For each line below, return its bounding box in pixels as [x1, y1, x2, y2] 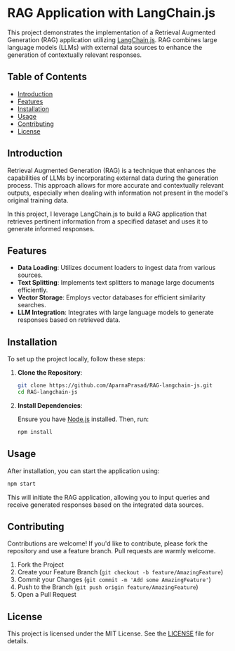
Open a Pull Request [17, 591, 77, 599]
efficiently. [17, 286, 48, 295]
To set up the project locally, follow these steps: [7, 355, 146, 363]
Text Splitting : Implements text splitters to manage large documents [17, 278, 215, 287]
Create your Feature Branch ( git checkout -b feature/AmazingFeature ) [17, 568, 224, 576]
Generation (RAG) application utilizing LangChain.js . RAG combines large [7, 35, 217, 44]
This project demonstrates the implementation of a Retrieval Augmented [7, 28, 216, 37]
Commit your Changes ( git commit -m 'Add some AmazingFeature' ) [17, 575, 212, 584]
